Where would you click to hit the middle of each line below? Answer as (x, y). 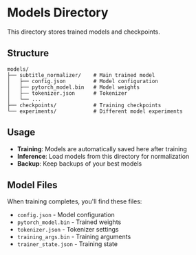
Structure (28, 53)
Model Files (32, 185)
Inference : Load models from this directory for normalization (103, 156)
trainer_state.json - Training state (67, 244)
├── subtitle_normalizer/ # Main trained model (81, 75)
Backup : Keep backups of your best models (79, 164)
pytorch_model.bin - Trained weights (69, 222)
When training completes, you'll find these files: (75, 201)
